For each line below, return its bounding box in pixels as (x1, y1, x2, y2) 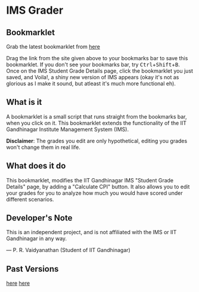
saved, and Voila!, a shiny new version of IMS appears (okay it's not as (6, 74, 179, 80)
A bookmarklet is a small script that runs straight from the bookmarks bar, (6, 113, 187, 120)
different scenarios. (6, 195, 54, 203)
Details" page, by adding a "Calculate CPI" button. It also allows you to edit (6, 183, 190, 190)
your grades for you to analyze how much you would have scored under (6, 189, 183, 197)
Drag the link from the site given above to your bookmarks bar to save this (6, 55, 188, 61)
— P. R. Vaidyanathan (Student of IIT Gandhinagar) (6, 247, 131, 254)
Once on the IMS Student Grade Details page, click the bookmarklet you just (6, 67, 194, 74)
